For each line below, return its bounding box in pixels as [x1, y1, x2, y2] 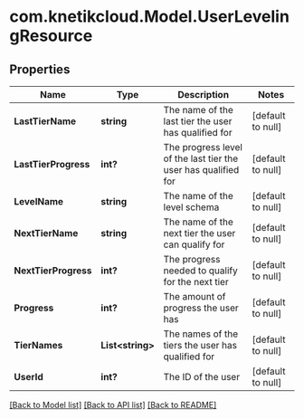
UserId [14, 371, 43, 383]
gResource [9, 25, 93, 46]
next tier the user [163, 227, 236, 239]
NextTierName [14, 227, 79, 239]
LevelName [14, 195, 64, 207]
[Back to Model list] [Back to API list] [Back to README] [9, 400, 217, 410]
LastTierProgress [14, 158, 90, 170]
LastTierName [14, 115, 77, 128]
